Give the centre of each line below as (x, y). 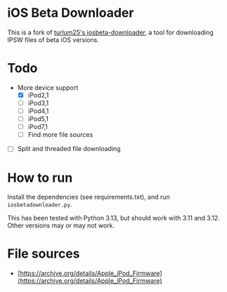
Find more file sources (60, 135)
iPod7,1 (38, 127)
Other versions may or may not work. (61, 225)
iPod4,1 (38, 111)
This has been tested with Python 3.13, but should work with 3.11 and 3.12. (113, 218)
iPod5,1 (38, 119)
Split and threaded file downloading (69, 149)
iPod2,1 (38, 95)
